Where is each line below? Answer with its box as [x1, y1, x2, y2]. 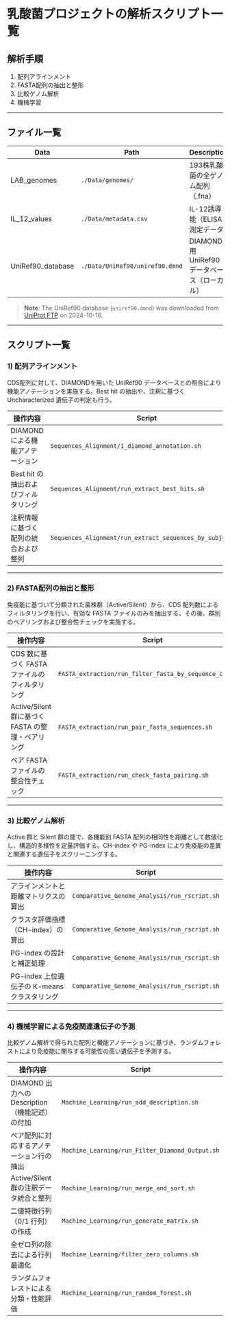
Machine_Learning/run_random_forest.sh [61, 1289, 192, 1297]
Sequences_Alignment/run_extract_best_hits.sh [50, 485, 205, 493]
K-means [33, 982, 64, 991]
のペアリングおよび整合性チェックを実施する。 [7, 618, 139, 626]
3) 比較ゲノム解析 [7, 815, 65, 825]
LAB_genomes [10, 175, 57, 185]
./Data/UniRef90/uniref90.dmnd [81, 262, 183, 270]
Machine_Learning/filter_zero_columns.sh [61, 1251, 199, 1258]
